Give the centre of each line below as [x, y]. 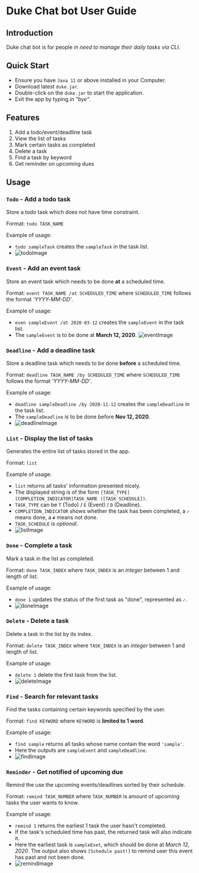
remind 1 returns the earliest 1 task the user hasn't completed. [91, 826]
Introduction [30, 33]
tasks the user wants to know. [42, 803]
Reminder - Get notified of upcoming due [65, 772]
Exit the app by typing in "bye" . [53, 99]
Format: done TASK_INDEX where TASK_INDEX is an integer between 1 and [93, 570]
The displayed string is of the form [57, 492]
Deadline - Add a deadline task [51, 350]
